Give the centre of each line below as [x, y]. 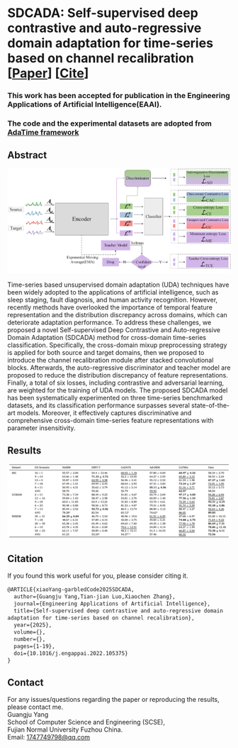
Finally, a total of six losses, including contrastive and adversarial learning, [116, 383]
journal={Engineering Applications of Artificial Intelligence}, [112, 604]
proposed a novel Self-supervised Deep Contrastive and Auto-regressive [114, 330]
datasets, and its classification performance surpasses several [98, 405]
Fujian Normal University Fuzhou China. [65, 730]
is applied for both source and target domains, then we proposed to [106, 353]
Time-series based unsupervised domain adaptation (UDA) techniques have [118, 285]
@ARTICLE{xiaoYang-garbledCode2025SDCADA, [71, 590]
